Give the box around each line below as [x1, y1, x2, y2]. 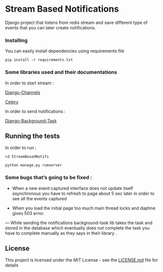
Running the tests [5, 132, 60, 140]
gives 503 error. [12, 210, 45, 216]
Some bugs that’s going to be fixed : [5, 174, 92, 181]
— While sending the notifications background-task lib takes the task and [5, 220, 153, 226]
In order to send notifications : [5, 108, 66, 114]
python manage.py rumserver [5, 163, 62, 168]
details [5, 262, 19, 268]
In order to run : [5, 145, 37, 151]
